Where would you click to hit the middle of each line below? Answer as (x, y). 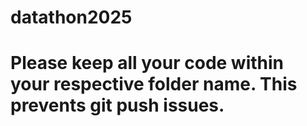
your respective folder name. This (154, 84)
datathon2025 (71, 17)
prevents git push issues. (117, 105)
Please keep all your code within (147, 63)
